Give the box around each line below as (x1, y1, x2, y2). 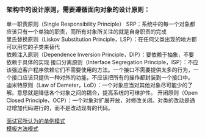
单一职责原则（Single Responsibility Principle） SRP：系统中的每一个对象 (6, 20, 190, 28)
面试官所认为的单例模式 (6, 117, 65, 125)
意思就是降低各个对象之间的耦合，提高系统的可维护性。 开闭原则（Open (16, 89, 198, 96)
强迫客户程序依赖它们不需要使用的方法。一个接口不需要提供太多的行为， (11, 66, 193, 74)
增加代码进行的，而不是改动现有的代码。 (11, 104, 113, 112)
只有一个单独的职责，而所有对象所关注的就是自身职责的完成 (16, 28, 167, 35)
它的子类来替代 (22, 43, 60, 51)
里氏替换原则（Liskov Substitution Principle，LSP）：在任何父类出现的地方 (6, 35, 192, 43)
